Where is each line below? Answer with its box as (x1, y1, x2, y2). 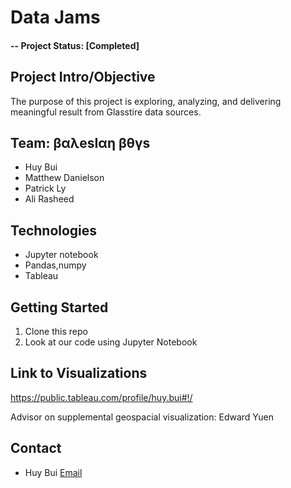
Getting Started (10, 299, 109, 316)
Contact (10, 440, 62, 457)
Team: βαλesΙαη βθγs (10, 134, 151, 151)
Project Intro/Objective (10, 69, 156, 86)
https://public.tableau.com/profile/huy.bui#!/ (10, 391, 193, 403)
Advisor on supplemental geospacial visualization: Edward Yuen (10, 411, 275, 423)
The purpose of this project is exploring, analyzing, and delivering (10, 95, 282, 107)
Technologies (10, 222, 98, 239)
